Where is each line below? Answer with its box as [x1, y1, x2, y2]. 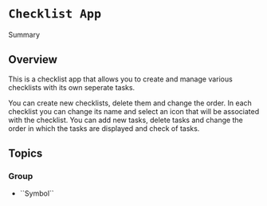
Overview [8, 53, 58, 66]
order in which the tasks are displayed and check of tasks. [8, 123, 200, 133]
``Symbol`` [19, 188, 54, 198]
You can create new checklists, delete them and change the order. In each [8, 98, 253, 108]
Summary [8, 30, 41, 39]
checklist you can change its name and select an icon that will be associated [8, 106, 260, 116]
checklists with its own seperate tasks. [8, 82, 135, 92]
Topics [8, 147, 43, 160]
